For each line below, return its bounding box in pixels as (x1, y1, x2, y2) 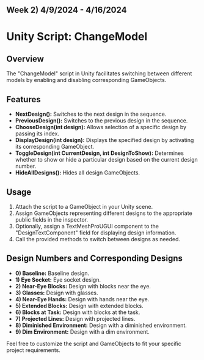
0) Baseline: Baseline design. (15, 269, 90, 277)
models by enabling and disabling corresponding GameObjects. (6, 77, 167, 84)
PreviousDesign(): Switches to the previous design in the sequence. (15, 117, 188, 124)
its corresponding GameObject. (15, 143, 95, 151)
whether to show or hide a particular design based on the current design (15, 156, 199, 163)
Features (6, 94, 41, 105)
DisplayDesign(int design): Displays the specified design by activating (15, 137, 194, 144)
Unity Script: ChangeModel (6, 29, 148, 43)
